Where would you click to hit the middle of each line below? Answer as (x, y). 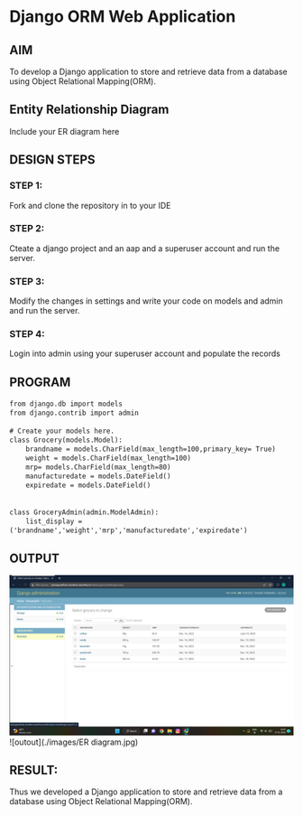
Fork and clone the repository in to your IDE (90, 205)
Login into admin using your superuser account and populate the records (145, 353)
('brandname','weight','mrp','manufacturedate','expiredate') (129, 530)
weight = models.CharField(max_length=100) (109, 458)
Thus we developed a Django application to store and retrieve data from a (146, 792)
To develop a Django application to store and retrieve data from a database (148, 71)
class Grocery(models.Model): (66, 440)
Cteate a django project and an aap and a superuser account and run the (145, 248)
